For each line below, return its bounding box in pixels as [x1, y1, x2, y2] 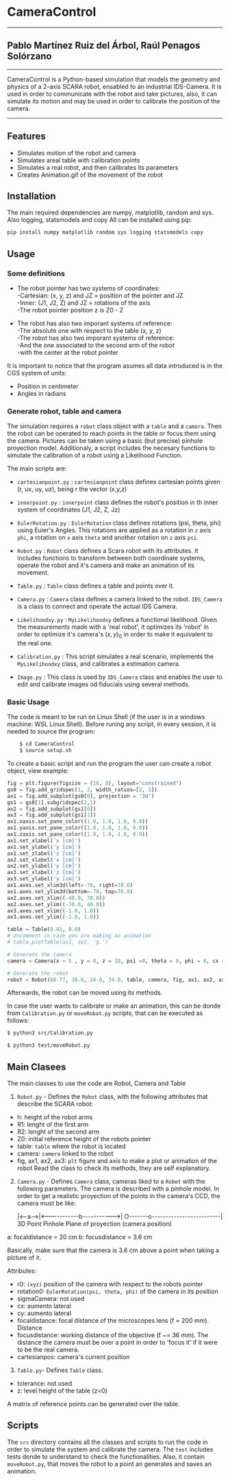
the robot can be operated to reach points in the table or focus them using [7, 430, 216, 438]
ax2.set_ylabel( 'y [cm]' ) [7, 862, 81, 870]
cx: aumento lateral [16, 1302, 72, 1310]
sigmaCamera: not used [16, 1295, 85, 1303]
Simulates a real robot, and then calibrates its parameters [16, 163, 179, 171]
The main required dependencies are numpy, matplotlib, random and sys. [7, 208, 214, 216]
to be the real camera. [16, 1345, 80, 1354]
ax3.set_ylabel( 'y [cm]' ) [7, 875, 81, 882]
